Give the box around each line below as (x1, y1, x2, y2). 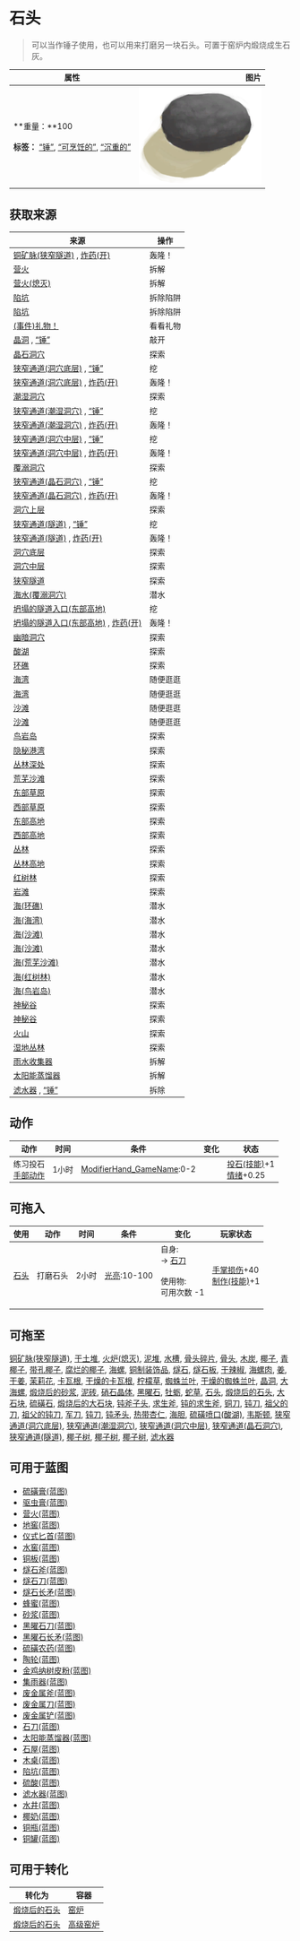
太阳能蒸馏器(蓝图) (21, 1732, 92, 1743)
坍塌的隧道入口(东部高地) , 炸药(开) (13, 618, 142, 628)
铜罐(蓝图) (21, 1833, 61, 1843)
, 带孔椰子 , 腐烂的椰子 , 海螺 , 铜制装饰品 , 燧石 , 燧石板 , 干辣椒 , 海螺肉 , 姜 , (25, 1364, 287, 1374)
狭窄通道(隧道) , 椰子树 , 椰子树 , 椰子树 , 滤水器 (9, 1431, 175, 1442)
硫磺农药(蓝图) (21, 1642, 76, 1653)
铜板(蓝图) (21, 1553, 61, 1564)
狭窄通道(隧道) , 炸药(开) (13, 533, 103, 543)
